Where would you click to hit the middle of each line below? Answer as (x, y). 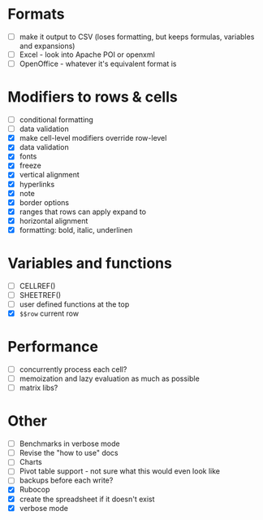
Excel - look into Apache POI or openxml (87, 55)
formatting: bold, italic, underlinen (76, 229)
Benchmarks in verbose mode (69, 444)
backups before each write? (66, 480)
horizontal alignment (54, 221)
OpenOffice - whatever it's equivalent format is (98, 64)
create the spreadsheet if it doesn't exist (87, 499)
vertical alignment (50, 175)
